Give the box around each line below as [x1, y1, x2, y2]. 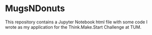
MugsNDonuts [5, 3, 65, 14]
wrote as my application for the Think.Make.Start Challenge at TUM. [5, 24, 142, 30]
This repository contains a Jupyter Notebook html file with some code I [5, 19, 148, 25]
